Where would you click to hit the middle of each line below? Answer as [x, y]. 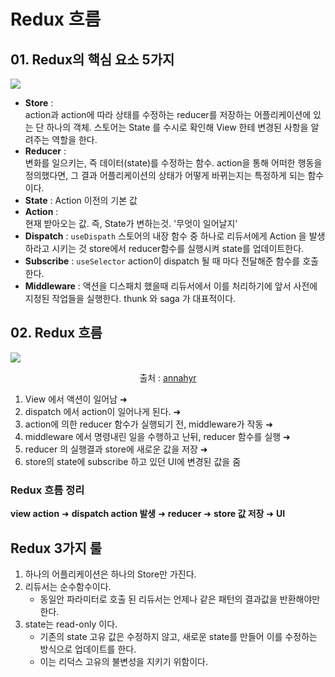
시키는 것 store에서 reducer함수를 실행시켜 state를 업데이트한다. [178, 248]
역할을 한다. [74, 139]
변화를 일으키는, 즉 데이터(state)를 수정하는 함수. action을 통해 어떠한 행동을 [173, 163]
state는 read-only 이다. [71, 624]
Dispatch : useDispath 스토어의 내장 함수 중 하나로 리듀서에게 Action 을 [165, 236]
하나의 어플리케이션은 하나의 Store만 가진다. [110, 574]
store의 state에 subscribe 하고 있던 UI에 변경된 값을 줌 [133, 461]
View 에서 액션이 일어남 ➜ [76, 399]
